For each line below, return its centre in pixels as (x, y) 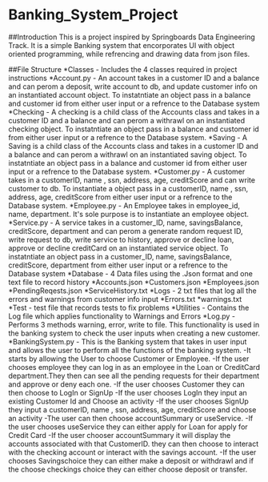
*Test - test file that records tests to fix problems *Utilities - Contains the (129, 307)
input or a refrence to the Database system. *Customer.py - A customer (127, 171)
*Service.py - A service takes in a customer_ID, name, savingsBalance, (126, 223)
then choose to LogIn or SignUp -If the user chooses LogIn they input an (128, 392)
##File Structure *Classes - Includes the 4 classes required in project (123, 69)
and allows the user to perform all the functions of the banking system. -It (130, 350)
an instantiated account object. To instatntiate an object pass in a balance (130, 94)
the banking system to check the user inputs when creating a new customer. (134, 333)
